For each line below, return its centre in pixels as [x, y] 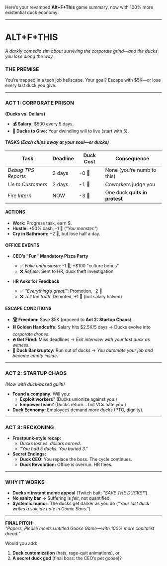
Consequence [132, 158]
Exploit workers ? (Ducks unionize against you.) [69, 399]
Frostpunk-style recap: [37, 438]
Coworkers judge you [130, 184]
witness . [21, 345]
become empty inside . [35, 356]
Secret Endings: [29, 454]
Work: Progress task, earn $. [42, 223]
